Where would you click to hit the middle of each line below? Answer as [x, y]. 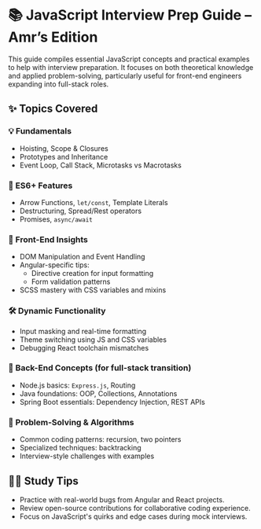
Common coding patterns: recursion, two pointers [100, 439]
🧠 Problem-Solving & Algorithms [71, 422]
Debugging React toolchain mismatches [84, 347]
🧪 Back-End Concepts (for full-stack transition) [100, 368]
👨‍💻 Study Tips [43, 481]
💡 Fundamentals [40, 131]
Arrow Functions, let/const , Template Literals [94, 202]
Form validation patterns [71, 282]
